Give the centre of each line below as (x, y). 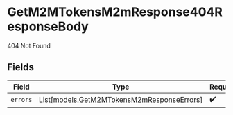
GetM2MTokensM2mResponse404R (115, 12)
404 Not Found (29, 45)
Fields (21, 67)
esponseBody (48, 27)
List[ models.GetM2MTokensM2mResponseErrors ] (121, 100)
